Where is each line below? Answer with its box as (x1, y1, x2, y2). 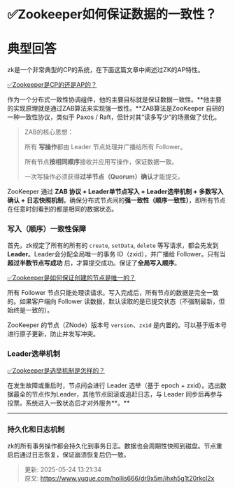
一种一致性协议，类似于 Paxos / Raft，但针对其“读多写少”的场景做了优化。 (7, 113, 221, 121)
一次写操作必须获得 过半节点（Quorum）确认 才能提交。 (24, 172, 184, 181)
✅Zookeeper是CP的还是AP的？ (7, 81, 97, 89)
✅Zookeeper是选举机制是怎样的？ (7, 366, 106, 375)
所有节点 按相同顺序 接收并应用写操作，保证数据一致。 (24, 158, 178, 166)
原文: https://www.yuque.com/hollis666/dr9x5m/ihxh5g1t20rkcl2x (24, 474, 215, 483)
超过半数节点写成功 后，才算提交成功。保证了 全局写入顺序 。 (7, 259, 180, 267)
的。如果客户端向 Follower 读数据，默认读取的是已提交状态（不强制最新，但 (7, 297, 225, 305)
